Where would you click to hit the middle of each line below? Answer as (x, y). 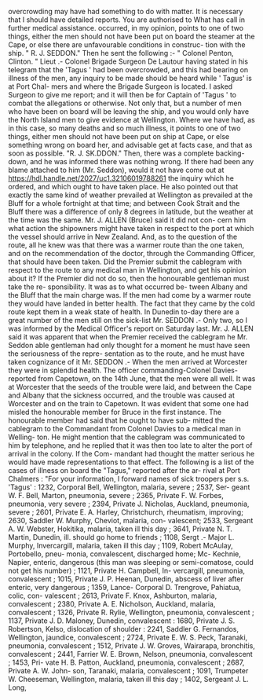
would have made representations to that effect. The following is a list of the (131, 462)
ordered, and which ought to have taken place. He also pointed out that (123, 187)
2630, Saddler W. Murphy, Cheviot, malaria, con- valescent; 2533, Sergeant (131, 520)
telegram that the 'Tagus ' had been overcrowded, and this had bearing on (128, 70)
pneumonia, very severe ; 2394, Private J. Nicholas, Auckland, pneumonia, (129, 504)
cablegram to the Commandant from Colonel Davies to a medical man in (125, 429)
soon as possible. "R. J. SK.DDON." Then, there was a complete (111, 153)
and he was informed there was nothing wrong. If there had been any (142, 161)
